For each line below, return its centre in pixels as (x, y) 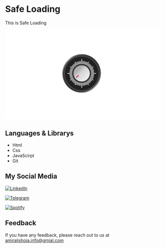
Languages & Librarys (40, 133)
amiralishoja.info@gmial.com (35, 240)
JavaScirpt (23, 156)
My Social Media (31, 176)
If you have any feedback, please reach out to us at (57, 235)
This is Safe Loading (26, 23)
